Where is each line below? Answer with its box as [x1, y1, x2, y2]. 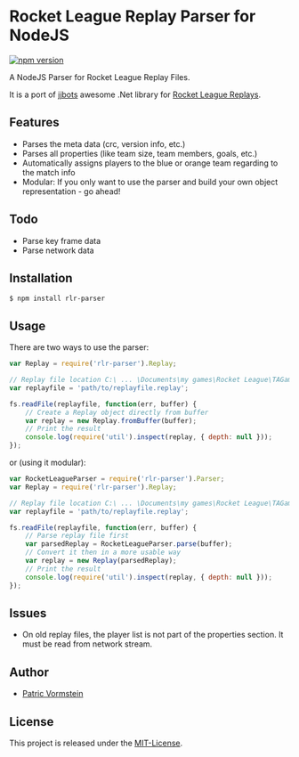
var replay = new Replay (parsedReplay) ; [25, 557, 177, 566]
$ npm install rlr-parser [9, 294, 105, 304]
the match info [21, 167, 76, 177]
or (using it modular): [9, 457, 86, 468]
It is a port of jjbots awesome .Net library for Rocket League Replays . [9, 89, 262, 100]
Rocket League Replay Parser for [9, 6, 256, 27]
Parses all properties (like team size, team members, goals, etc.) [21, 148, 258, 159]
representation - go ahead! [21, 185, 121, 197]
